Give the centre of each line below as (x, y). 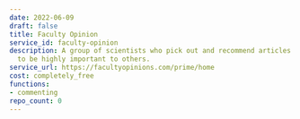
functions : (30, 84)
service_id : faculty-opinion (64, 42)
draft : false (34, 26)
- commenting (34, 92)
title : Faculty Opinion (54, 34)
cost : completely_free (52, 76)
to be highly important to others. (84, 59)
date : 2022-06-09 (42, 17)
